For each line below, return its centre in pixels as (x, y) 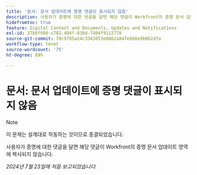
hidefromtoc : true (28, 22)
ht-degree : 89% (25, 55)
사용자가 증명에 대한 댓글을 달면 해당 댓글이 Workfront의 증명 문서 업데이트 (92, 146)
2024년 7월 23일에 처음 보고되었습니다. (52, 166)
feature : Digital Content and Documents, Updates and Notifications (91, 28)
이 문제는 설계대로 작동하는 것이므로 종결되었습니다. (65, 134)
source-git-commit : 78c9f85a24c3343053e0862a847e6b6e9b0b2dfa (84, 39)
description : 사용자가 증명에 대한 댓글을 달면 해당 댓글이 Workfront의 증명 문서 (95, 17)
